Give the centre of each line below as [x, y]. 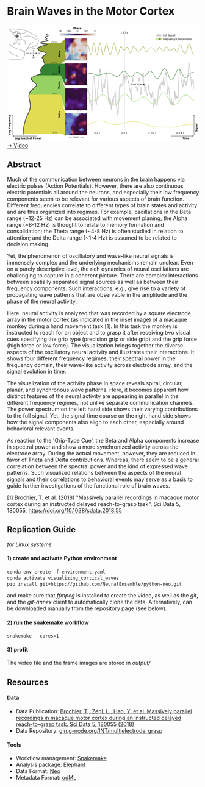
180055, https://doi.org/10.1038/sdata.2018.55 [65, 510]
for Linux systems [29, 544]
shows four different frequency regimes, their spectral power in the [91, 358]
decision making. [28, 244]
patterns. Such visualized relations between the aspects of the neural [94, 472]
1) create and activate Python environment [62, 558]
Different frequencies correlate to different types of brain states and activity [102, 205]
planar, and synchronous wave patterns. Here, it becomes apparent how [98, 390]
